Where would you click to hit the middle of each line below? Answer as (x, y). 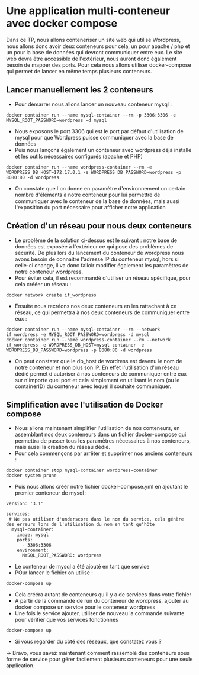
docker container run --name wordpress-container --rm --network (88, 340)
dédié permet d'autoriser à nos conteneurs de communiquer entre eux (101, 373)
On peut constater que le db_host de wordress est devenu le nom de (98, 361)
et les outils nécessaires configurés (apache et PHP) (79, 156)
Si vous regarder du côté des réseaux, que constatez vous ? (88, 642)
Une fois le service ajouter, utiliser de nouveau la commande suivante (99, 613)
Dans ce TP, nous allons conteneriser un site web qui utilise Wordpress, (94, 40)
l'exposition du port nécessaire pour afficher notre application (90, 207)
